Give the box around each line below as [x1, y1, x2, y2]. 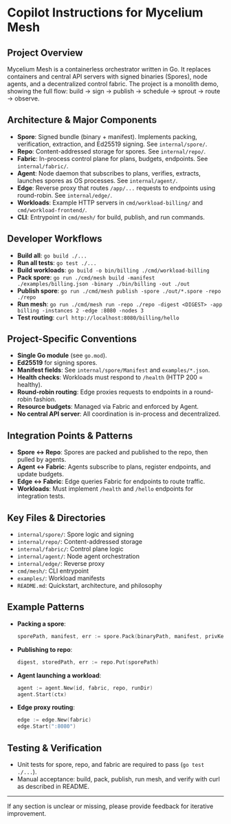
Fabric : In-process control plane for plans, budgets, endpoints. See [16, 154, 208, 162]
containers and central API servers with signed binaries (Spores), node [7, 72, 208, 81]
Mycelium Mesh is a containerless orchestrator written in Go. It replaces [7, 65, 211, 73]
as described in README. [16, 782, 90, 790]
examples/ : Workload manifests [16, 574, 105, 582]
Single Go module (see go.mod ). [16, 351, 108, 359]
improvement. [7, 809, 47, 817]
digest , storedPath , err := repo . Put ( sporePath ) [16, 659, 159, 666]
